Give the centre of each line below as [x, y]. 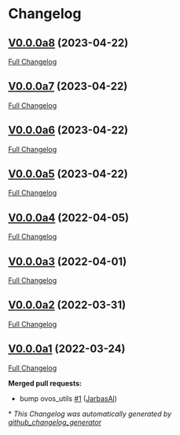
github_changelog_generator [55, 422]
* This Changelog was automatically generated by [90, 414]
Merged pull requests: [45, 383]
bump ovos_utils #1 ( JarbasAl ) [68, 398]
